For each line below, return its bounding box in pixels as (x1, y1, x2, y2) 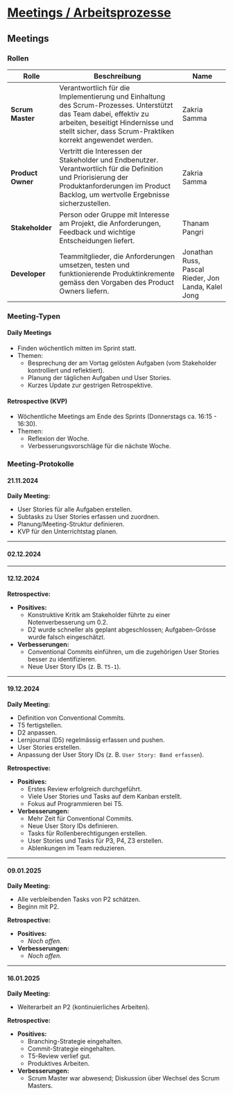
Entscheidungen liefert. (58, 236, 135, 245)
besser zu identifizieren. (27, 654, 97, 663)
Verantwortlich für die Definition (58, 163, 164, 173)
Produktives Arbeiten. (27, 1060, 90, 1068)
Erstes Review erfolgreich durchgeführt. (27, 784, 142, 793)
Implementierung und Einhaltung (58, 92, 166, 101)
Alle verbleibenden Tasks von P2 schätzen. (17, 895, 141, 904)
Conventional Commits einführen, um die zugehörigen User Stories (27, 648, 220, 656)
